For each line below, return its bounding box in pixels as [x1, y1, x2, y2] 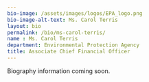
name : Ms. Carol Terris [7, 36, 78, 42]
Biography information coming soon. [7, 66, 111, 75]
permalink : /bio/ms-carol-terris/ [7, 29, 106, 36]
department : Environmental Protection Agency [7, 42, 139, 49]
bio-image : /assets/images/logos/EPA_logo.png [7, 10, 143, 17]
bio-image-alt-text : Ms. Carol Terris [7, 16, 118, 23]
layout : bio [7, 23, 41, 29]
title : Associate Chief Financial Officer [7, 49, 130, 55]
